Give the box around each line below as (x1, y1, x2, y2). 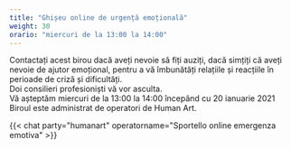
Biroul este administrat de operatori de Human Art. (9, 103, 197, 114)
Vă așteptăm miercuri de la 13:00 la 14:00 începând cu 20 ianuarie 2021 (9, 93, 276, 104)
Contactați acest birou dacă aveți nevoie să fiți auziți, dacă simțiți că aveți (9, 55, 283, 66)
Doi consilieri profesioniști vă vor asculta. (9, 83, 163, 95)
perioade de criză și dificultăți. (9, 74, 123, 85)
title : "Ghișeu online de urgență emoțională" (9, 13, 188, 23)
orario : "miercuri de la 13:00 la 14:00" (9, 30, 168, 39)
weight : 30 (9, 22, 51, 31)
